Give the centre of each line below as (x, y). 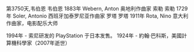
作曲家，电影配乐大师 (32, 23)
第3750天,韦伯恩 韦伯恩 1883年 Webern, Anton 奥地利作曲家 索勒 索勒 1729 (97, 8)
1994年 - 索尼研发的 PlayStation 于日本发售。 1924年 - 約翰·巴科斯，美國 (94, 36)
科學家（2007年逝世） (43, 43)
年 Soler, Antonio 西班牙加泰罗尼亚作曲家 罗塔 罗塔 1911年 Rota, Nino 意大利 (97, 16)
